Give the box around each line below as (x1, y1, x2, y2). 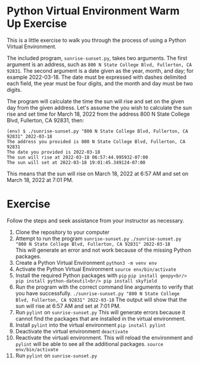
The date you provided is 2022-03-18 (7, 149, 101, 155)
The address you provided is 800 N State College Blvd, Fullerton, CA (7, 138, 186, 144)
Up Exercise (7, 17, 67, 30)
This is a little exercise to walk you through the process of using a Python (7, 36, 186, 44)
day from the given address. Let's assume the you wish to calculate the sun (7, 104, 192, 111)
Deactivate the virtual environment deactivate (15, 327, 129, 335)
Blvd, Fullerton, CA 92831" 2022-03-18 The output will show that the (15, 296, 187, 303)
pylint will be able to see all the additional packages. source (15, 340, 164, 347)
